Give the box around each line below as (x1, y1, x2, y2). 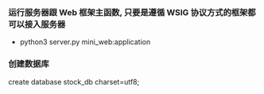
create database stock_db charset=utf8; (8, 77, 140, 86)
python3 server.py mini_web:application (19, 37, 151, 47)
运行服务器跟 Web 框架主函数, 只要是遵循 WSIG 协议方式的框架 (8, 6, 248, 17)
